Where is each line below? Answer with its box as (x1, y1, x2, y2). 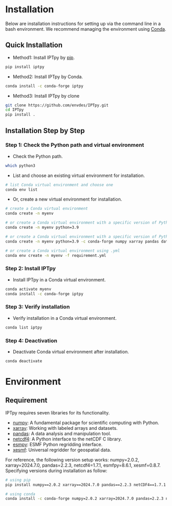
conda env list (5, 187, 38, 192)
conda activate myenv (5, 287, 52, 292)
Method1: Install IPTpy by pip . (12, 54, 75, 60)
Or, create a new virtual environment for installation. (12, 196, 122, 203)
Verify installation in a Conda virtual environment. (12, 315, 117, 321)
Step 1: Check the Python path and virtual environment (5, 142, 144, 149)
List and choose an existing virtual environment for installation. (12, 172, 145, 179)
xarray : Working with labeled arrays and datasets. (12, 425, 118, 431)
